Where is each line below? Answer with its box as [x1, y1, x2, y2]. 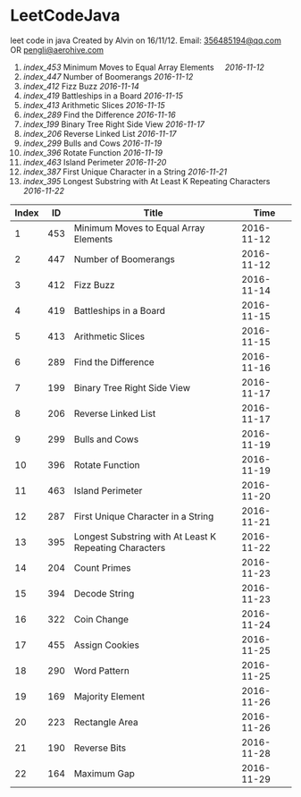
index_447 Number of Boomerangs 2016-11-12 [22, 71, 194, 81]
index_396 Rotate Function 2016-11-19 [22, 147, 163, 157]
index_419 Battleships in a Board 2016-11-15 [22, 90, 184, 101]
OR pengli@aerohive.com [10, 44, 105, 55]
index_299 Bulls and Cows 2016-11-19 [22, 138, 163, 148]
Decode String [73, 587, 135, 599]
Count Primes [73, 561, 131, 573]
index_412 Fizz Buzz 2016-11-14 [22, 81, 139, 91]
